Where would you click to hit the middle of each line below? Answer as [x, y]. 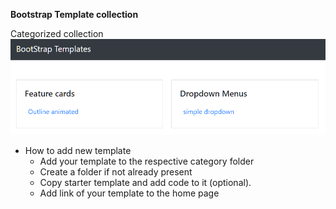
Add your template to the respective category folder [147, 161]
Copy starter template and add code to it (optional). [145, 183]
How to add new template [78, 151]
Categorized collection [57, 33]
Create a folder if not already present [116, 172]
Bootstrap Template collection [74, 14]
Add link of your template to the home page [129, 193]
